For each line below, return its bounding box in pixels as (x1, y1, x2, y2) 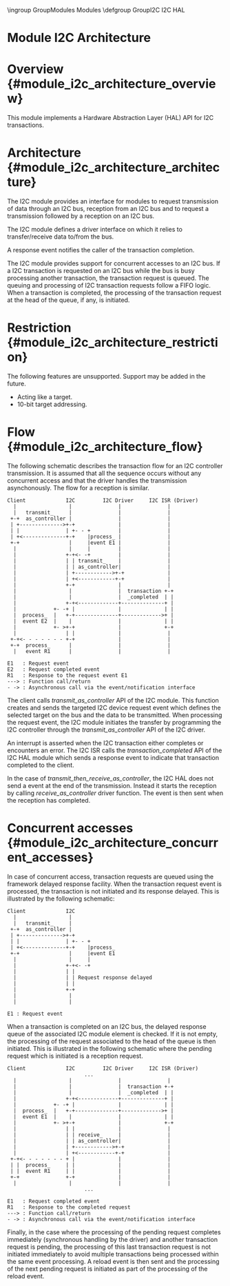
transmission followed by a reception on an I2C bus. (7, 212, 155, 220)
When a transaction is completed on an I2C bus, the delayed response (7, 1022, 207, 1030)
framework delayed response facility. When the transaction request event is (7, 879, 222, 888)
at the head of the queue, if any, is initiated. (7, 296, 130, 304)
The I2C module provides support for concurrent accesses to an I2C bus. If (7, 259, 220, 268)
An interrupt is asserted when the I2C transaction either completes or (7, 739, 204, 747)
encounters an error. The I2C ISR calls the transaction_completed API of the (7, 746, 222, 754)
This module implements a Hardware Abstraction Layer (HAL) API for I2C (7, 114, 214, 122)
